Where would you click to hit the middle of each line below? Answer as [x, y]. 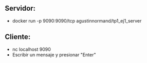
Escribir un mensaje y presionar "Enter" [54, 55]
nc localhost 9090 [31, 49]
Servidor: [20, 8]
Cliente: [18, 37]
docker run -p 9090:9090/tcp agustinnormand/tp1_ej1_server [77, 20]
